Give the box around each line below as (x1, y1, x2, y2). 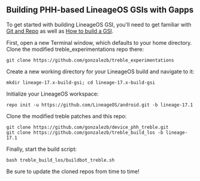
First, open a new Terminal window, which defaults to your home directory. (6, 39, 192, 46)
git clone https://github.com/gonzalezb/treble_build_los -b (6, 130, 164, 136)
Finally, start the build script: (6, 145, 77, 153)
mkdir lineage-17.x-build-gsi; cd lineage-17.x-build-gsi (6, 79, 155, 85)
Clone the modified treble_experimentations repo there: (6, 45, 144, 53)
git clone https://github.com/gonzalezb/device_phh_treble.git (6, 124, 169, 130)
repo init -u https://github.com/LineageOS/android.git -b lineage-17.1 (6, 102, 193, 108)
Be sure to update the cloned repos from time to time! (6, 168, 140, 175)
